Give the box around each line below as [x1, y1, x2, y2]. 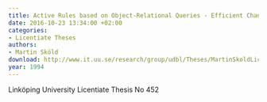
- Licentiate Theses [8, 33, 77, 42]
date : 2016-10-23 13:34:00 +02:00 [8, 19, 123, 27]
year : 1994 [8, 63, 44, 71]
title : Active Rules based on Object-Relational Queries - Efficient [8, 11, 244, 20]
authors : [8, 41, 37, 49]
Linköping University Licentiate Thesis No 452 [8, 85, 160, 94]
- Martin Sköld [8, 48, 59, 56]
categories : [8, 26, 48, 34]
